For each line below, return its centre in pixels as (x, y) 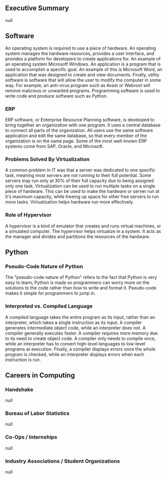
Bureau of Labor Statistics (37, 413)
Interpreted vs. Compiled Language (49, 306)
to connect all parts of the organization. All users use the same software (79, 130)
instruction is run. (23, 359)
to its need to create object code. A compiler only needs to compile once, (81, 338)
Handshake (19, 389)
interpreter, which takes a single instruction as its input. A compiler (74, 322)
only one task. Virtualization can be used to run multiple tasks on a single (80, 186)
